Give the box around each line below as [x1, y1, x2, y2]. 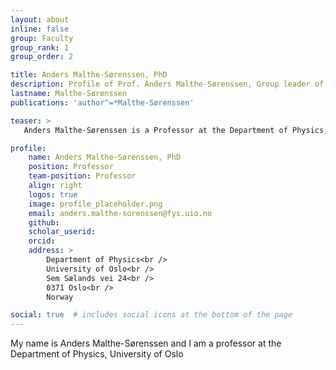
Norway [46, 292, 74, 302]
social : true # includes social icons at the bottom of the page [10, 310, 293, 320]
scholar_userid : [28, 227, 97, 237]
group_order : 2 [10, 52, 74, 62]
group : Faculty [10, 33, 74, 43]
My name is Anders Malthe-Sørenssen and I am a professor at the [10, 337, 282, 350]
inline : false [10, 24, 70, 34]
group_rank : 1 [10, 42, 70, 53]
